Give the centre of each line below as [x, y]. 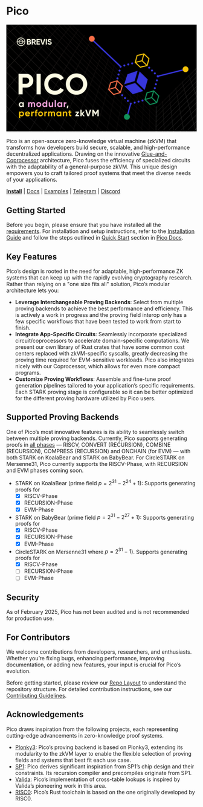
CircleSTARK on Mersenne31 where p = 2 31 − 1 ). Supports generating [101, 551]
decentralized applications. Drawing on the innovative [73, 154]
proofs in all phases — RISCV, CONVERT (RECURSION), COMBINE [89, 444]
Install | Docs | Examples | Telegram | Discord [63, 191]
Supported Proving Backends [63, 417]
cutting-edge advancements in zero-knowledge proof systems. [85, 735]
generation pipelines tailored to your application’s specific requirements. [105, 386]
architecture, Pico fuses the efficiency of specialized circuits [115, 161]
